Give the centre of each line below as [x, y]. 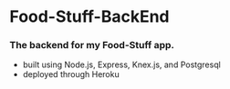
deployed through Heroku [71, 74]
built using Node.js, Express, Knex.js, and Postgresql [121, 64]
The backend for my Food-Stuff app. [92, 45]
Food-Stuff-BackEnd [89, 17]
